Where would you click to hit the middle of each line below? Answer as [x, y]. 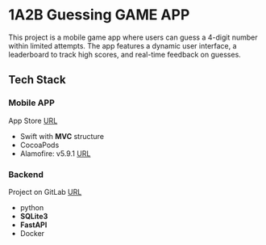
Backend [26, 174]
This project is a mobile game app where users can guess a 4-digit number [133, 37]
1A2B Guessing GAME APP [99, 15]
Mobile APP [31, 103]
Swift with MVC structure [62, 136]
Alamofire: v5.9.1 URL [55, 153]
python [32, 207]
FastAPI [33, 225]
